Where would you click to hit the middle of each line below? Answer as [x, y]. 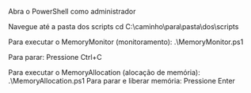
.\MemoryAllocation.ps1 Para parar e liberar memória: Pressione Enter [122, 81]
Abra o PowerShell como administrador [72, 11]
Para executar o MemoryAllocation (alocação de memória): [104, 73]
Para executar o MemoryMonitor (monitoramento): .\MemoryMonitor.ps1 [126, 42]
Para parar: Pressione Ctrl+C [55, 57]
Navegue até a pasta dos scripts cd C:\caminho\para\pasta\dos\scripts [124, 26]
